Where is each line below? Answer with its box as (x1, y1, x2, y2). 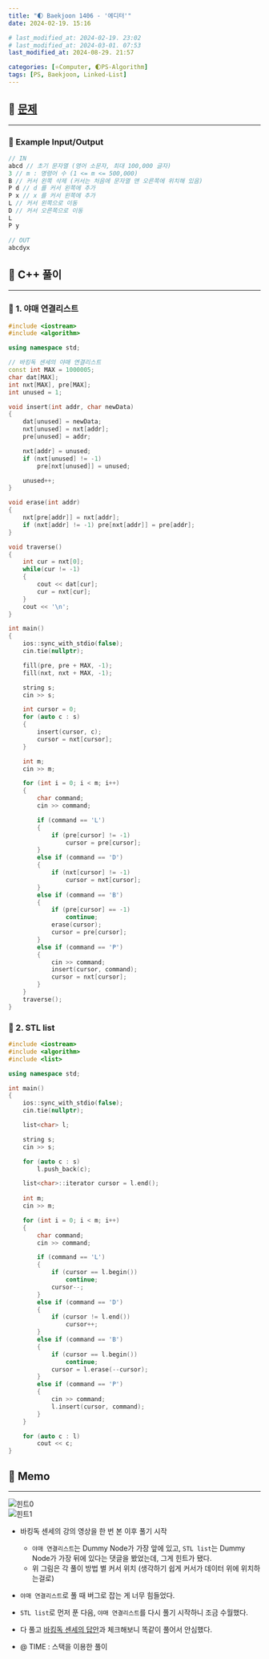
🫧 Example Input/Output (8, 136, 104, 147)
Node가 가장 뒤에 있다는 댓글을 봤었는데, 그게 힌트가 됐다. (31, 1553, 212, 1563)
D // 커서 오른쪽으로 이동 (8, 206, 83, 215)
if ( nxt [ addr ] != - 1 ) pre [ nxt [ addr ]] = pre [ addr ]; (22, 521, 195, 529)
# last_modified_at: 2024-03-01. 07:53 (8, 41, 142, 49)
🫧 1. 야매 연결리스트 (8, 303, 78, 314)
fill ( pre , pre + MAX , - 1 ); (22, 661, 113, 669)
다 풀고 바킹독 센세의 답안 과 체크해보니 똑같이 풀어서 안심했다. (19, 1624, 213, 1634)
